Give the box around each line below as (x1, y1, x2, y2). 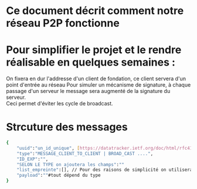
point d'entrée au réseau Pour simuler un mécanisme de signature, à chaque (6, 81, 191, 88)
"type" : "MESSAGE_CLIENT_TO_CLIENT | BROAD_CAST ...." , (16, 150, 154, 156)
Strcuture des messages (6, 121, 128, 134)
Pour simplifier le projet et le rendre (6, 43, 182, 57)
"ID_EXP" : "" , (16, 156, 49, 162)
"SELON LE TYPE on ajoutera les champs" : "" (16, 161, 125, 167)
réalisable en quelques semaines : (6, 56, 176, 69)
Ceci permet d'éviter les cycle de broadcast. (6, 100, 113, 107)
